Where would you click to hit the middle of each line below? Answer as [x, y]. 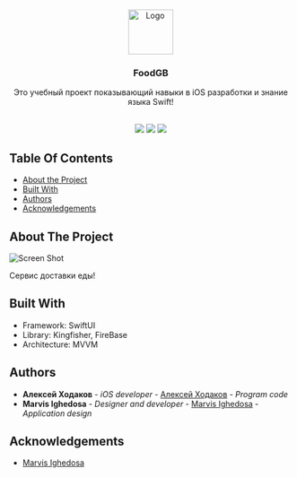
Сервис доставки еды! [52, 275]
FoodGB [151, 73]
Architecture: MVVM [60, 344]
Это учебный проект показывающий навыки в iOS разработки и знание [151, 92]
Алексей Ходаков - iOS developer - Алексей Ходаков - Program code [155, 394]
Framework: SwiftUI [59, 325]
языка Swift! [151, 102]
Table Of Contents [61, 158]
